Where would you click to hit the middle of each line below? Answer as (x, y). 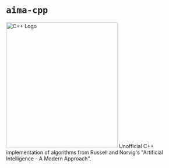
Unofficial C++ (136, 146)
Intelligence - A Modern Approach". (49, 158)
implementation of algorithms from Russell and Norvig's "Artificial (85, 152)
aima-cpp (27, 10)
